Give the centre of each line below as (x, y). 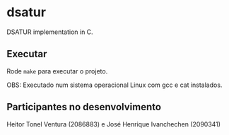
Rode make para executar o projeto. (57, 71)
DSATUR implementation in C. (50, 32)
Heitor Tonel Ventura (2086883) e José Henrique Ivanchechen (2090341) (113, 124)
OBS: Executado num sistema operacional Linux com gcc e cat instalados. (114, 85)
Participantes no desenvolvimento (84, 107)
